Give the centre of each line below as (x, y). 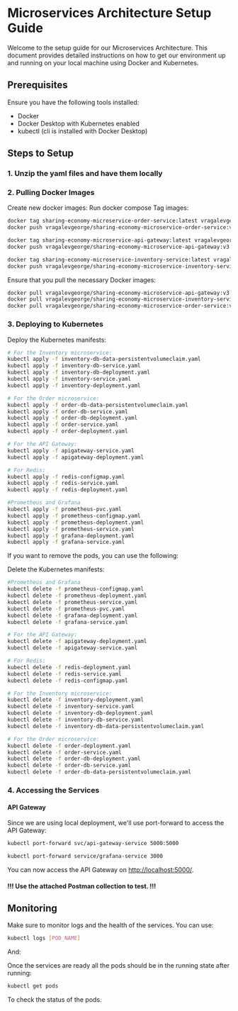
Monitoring (33, 908)
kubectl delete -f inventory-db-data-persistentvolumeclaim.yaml (106, 726)
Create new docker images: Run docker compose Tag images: (98, 208)
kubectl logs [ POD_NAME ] (44, 938)
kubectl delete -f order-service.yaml (64, 752)
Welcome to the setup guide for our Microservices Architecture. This (107, 48)
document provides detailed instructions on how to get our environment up (117, 55)
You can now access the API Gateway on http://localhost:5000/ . (101, 869)
